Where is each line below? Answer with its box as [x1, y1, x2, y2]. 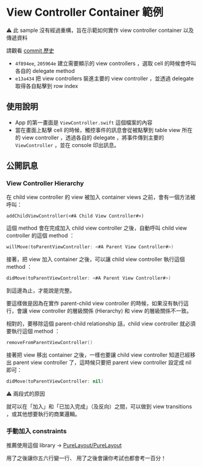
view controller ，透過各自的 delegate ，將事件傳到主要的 [22, 134, 165, 141]
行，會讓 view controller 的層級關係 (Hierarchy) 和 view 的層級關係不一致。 [6, 307, 192, 315]
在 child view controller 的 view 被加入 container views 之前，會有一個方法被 [6, 193, 196, 201]
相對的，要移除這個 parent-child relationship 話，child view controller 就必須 [6, 320, 196, 327]
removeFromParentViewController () [6, 340, 93, 346]
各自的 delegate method [14, 67, 75, 74]
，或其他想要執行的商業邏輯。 [6, 410, 80, 418]
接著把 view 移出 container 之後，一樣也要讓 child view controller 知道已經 [6, 351, 191, 359]
